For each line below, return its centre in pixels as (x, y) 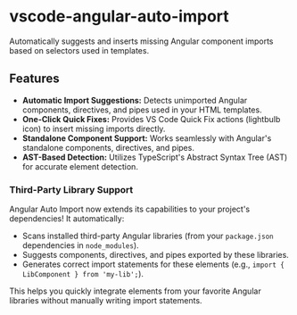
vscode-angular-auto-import (119, 17)
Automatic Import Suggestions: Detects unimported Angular (135, 100)
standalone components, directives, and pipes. (108, 147)
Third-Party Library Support (71, 189)
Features (34, 79)
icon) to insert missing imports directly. (94, 128)
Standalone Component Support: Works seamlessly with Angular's (147, 138)
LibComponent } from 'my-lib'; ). (83, 274)
